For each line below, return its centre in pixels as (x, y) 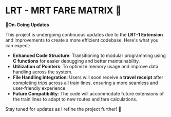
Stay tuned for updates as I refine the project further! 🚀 (63, 109)
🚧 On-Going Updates (27, 25)
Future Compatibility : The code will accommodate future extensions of (88, 93)
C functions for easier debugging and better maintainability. (76, 61)
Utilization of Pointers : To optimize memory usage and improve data (85, 66)
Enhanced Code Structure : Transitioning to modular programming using (89, 55)
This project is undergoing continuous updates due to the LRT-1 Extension (84, 34)
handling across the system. (43, 72)
